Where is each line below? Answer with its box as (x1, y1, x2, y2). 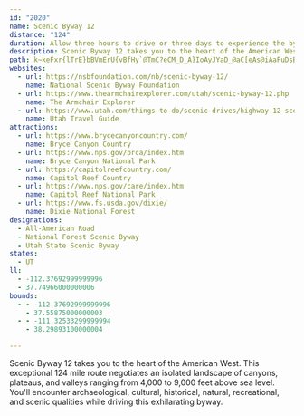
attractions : (9, 123, 59, 132)
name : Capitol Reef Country (25, 173, 131, 182)
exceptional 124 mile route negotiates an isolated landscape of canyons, (9, 368, 279, 378)
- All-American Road (17, 224, 95, 233)
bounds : (9, 291, 39, 300)
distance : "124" (9, 30, 71, 39)
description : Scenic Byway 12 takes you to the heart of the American (9, 47, 281, 56)
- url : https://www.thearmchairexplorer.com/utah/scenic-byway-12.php (17, 89, 290, 98)
